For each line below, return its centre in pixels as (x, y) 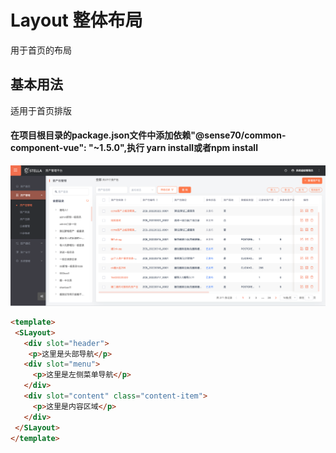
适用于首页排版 (41, 110)
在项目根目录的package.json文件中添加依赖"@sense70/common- (148, 135)
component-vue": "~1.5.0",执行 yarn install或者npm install (134, 148)
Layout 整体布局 (76, 20)
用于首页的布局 (41, 50)
